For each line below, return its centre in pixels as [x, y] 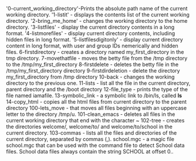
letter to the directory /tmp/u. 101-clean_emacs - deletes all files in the [91, 114]
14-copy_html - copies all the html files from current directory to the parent [96, 102]
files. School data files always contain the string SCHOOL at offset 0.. [90, 151]
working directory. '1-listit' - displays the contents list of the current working [98, 15]
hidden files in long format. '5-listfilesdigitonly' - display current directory [94, 40]
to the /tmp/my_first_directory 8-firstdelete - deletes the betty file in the [92, 64]
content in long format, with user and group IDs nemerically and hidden [92, 46]
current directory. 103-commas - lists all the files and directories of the [92, 133]
